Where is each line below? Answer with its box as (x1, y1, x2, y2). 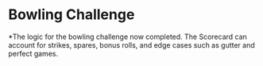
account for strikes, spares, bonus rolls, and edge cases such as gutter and (8, 40, 256, 49)
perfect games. (8, 49, 58, 58)
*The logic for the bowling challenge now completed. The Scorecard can (8, 32, 248, 41)
